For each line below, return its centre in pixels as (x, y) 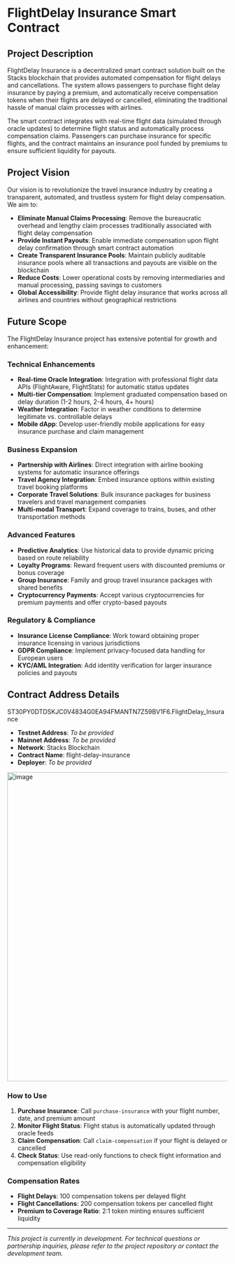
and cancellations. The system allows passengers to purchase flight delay (114, 85)
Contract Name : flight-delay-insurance (74, 755)
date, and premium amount (56, 1118)
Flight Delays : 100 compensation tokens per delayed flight (102, 1196)
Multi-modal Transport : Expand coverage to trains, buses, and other (117, 509)
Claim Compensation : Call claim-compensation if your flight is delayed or (122, 1140)
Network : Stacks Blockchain (58, 747)
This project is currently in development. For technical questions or (104, 1239)
